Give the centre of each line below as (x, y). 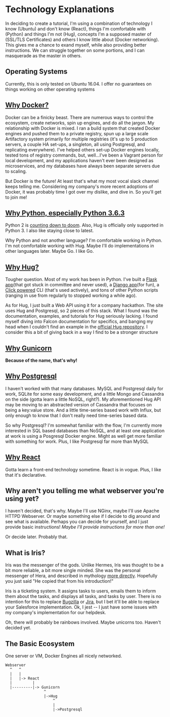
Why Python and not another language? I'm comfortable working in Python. (84, 240)
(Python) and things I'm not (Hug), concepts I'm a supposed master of (78, 34)
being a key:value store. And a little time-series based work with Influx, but (83, 410)
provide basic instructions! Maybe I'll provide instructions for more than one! (85, 527)
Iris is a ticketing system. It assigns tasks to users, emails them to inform (80, 591)
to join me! (16, 197)
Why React (23, 457)
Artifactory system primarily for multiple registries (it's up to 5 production (81, 139)
